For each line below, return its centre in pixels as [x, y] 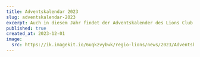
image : [14, 39]
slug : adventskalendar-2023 [41, 17]
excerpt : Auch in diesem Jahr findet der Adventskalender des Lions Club [100, 23]
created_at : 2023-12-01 [36, 34]
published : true [26, 28]
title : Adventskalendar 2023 [42, 12]
